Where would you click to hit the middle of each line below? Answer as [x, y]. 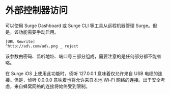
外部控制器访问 [37, 10]
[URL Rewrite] [20, 41]
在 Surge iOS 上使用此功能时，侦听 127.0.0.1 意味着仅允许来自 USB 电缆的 [82, 73]
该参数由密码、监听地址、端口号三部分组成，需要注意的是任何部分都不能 [81, 56]
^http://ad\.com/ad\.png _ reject [42, 46]
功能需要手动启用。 [39, 32]
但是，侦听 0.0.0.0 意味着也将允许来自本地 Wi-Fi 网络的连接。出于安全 [88, 80]
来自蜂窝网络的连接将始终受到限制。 [52, 86]
